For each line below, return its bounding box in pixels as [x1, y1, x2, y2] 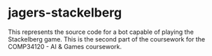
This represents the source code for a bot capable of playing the [8, 28, 195, 36]
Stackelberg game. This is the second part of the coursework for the [8, 35, 206, 43]
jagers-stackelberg [8, 5, 122, 21]
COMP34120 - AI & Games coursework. [8, 42, 122, 50]
